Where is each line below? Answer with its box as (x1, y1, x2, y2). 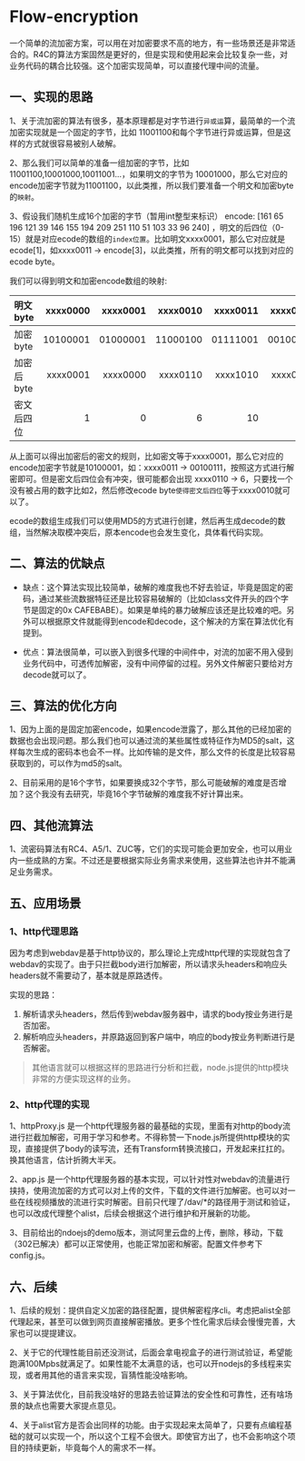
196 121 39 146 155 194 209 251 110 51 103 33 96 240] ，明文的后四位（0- (9, 222, 284, 232)
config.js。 (9, 1250, 50, 1261)
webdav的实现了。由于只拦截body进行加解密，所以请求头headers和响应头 (9, 958, 288, 969)
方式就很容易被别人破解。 (25, 138, 121, 149)
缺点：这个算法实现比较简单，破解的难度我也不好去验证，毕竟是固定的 (22, 581, 286, 592)
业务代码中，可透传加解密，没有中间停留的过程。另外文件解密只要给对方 (22, 657, 293, 668)
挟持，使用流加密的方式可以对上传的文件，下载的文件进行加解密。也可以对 (9, 1185, 288, 1196)
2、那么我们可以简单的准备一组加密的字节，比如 (9, 157, 190, 168)
